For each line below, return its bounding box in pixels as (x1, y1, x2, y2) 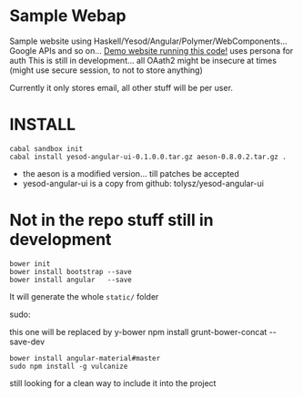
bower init (9, 259, 51, 269)
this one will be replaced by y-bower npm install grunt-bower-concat (9, 326, 268, 337)
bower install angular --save (9, 275, 132, 284)
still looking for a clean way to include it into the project (9, 377, 217, 388)
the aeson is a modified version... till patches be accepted (22, 168, 239, 179)
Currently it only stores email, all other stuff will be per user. (9, 82, 234, 93)
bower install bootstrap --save (9, 267, 132, 276)
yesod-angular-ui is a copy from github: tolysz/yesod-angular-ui (22, 178, 264, 189)
